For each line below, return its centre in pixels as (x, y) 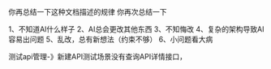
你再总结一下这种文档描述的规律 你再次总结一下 (88, 12)
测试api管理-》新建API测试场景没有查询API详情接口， (97, 56)
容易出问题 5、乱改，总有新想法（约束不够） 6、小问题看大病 (111, 39)
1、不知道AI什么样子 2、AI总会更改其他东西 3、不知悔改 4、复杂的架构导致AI (136, 29)
